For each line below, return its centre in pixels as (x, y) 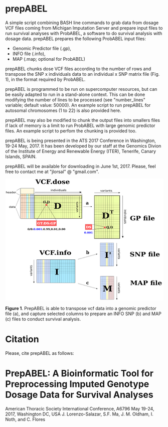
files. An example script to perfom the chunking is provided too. (71, 130)
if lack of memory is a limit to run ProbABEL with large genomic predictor (80, 125)
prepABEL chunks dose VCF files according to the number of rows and (78, 69)
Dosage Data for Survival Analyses (79, 395)
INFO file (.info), (29, 54)
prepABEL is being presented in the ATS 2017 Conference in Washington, (81, 140)
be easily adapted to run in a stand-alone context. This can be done (75, 94)
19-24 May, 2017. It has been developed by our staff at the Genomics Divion (83, 146)
